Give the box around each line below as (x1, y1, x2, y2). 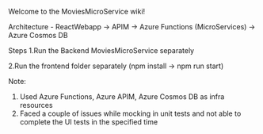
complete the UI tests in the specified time (19, 117, 158, 126)
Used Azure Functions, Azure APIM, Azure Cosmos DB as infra (19, 92, 225, 101)
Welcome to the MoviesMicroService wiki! (8, 7, 146, 16)
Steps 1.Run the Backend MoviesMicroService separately (8, 46, 195, 55)
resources (19, 101, 53, 109)
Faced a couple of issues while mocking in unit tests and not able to (19, 109, 242, 118)
